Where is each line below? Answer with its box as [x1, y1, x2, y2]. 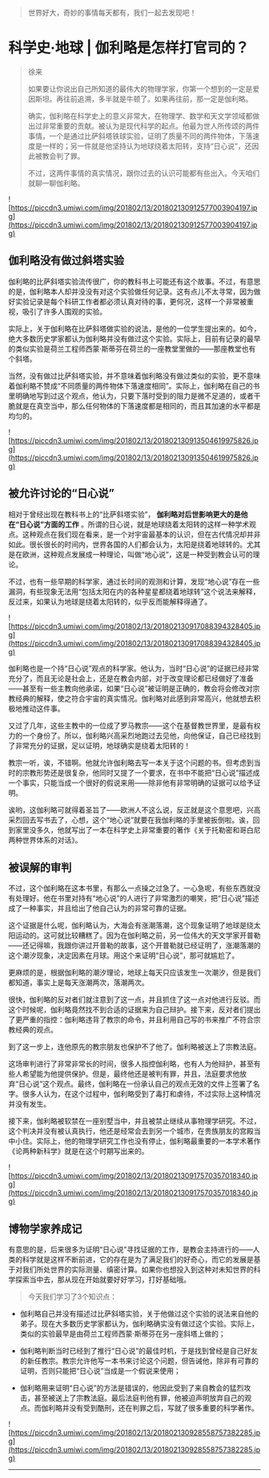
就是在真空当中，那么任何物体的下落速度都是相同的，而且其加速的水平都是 [14, 401, 261, 410]
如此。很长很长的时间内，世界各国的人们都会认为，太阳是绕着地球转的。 [8, 539, 247, 549]
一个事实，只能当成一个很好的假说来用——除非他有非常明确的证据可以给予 [8, 778, 254, 788]
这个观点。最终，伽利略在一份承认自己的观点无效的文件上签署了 [42, 1079, 254, 1089]
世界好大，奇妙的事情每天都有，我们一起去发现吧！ [27, 8, 197, 17]
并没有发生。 [8, 1099, 50, 1109]
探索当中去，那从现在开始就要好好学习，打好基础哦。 [14, 1275, 191, 1285]
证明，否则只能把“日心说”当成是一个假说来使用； [19, 1366, 182, 1376]
